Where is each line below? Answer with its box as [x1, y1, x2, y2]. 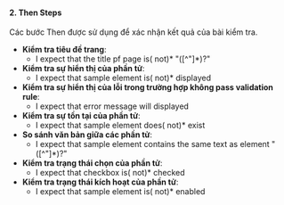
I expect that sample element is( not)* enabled [35, 186, 206, 197]
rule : [21, 92, 40, 102]
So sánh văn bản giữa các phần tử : [21, 129, 153, 140]
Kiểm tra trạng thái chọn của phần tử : [21, 158, 163, 168]
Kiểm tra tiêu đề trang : [21, 45, 107, 55]
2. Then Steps [9, 7, 62, 18]
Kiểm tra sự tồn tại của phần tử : [21, 111, 141, 121]
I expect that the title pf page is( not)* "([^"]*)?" [35, 53, 211, 64]
